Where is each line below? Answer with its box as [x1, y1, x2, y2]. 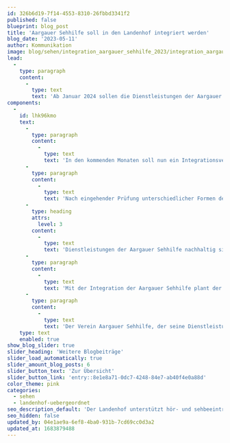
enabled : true [19, 336, 60, 343]
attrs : [31, 214, 51, 221]
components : [7, 100, 41, 106]
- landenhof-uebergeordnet [13, 400, 90, 407]
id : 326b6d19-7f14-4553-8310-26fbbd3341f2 [7, 10, 130, 17]
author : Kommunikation [7, 42, 72, 49]
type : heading [31, 208, 72, 215]
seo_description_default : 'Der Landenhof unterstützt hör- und [7, 406, 192, 413]
